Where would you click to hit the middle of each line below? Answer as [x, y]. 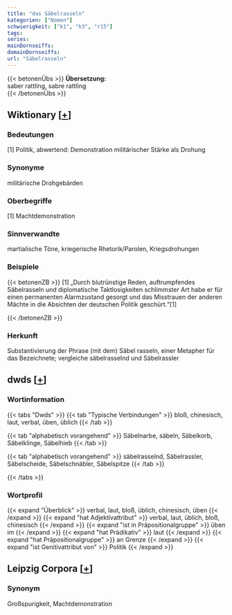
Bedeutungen [30, 135]
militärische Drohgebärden [45, 183]
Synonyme [26, 168]
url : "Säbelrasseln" [37, 59]
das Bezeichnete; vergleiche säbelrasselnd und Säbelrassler [93, 358]
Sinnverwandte [34, 234]
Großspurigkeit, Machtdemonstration [60, 603]
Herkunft [23, 336]
